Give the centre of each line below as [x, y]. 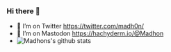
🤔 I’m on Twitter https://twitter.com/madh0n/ [80, 26]
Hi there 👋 [24, 11]
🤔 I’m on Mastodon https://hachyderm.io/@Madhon [90, 33]
